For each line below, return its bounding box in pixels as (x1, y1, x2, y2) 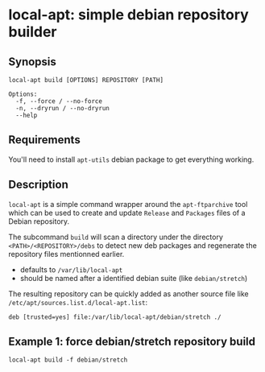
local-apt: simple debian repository (8, 6, 250, 24)
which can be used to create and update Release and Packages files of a (8, 208, 246, 217)
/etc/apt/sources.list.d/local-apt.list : (8, 297, 148, 307)
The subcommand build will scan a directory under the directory (8, 232, 224, 242)
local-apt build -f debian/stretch (8, 356, 128, 364)
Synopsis (8, 55, 56, 68)
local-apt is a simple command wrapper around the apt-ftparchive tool (8, 199, 248, 209)
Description (8, 178, 68, 192)
